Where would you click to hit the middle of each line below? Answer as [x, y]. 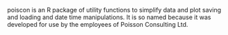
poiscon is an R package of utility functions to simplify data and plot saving [114, 10]
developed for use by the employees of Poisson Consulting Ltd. [98, 24]
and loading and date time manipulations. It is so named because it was [109, 17]
